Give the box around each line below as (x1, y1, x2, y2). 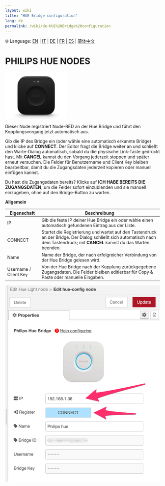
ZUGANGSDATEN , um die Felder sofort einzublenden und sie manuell (5, 184, 146, 190)
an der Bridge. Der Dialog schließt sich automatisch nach (41, 234, 156, 240)
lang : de (5, 18, 23, 23)
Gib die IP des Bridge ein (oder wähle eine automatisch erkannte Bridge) (5, 138, 151, 144)
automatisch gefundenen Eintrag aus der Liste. (41, 223, 136, 229)
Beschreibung (85, 210, 114, 216)
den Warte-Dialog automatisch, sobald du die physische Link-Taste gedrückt (5, 149, 160, 155)
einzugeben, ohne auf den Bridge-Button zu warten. (5, 190, 111, 196)
